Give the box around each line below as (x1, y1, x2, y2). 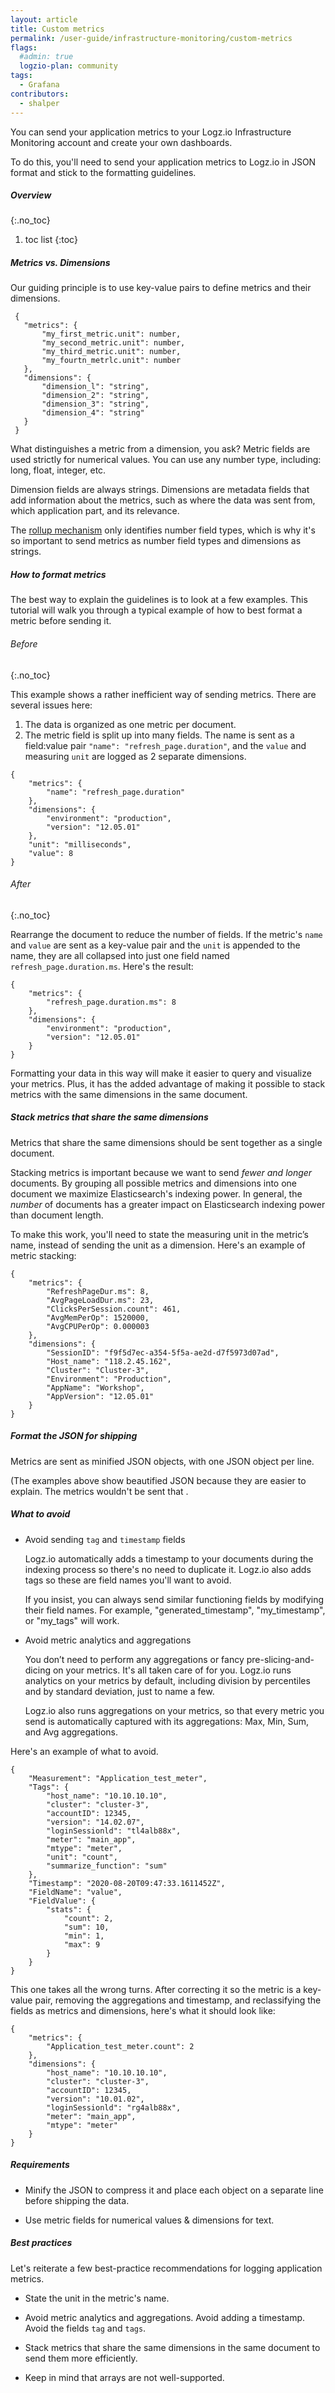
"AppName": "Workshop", (46, 1382, 145, 1393)
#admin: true (19, 52, 74, 62)
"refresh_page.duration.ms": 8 (46, 997, 177, 1007)
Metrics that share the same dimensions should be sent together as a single (10, 1136, 323, 1148)
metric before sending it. (10, 615, 112, 627)
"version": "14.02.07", (46, 1817, 145, 1827)
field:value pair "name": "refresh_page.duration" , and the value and (24, 739, 307, 751)
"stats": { (46, 1904, 92, 1915)
